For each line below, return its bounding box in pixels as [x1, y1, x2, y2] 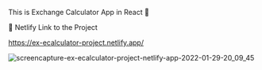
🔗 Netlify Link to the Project [8, 23, 98, 31]
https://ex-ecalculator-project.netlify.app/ [8, 38, 144, 47]
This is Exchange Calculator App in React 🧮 [8, 8, 149, 17]
